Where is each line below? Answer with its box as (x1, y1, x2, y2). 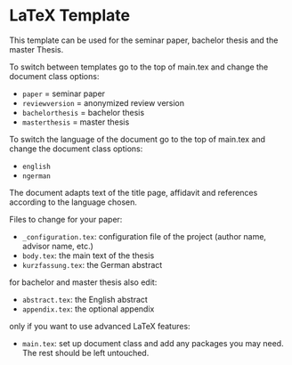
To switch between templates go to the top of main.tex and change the (9, 61, 269, 72)
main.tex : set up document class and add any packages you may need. (21, 337, 284, 348)
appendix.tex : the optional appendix (21, 304, 155, 314)
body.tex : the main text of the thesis (21, 250, 155, 261)
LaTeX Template (9, 5, 131, 26)
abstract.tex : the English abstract (21, 294, 149, 304)
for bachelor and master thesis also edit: (9, 277, 158, 288)
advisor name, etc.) (21, 240, 93, 251)
